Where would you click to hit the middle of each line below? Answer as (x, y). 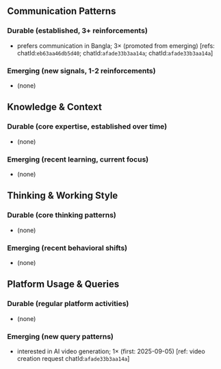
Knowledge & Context (55, 107)
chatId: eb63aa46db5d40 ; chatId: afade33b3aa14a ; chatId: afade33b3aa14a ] (115, 53)
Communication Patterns (62, 11)
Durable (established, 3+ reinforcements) (78, 31)
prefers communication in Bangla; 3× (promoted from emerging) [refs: (116, 46)
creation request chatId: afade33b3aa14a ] (73, 358)
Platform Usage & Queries (63, 284)
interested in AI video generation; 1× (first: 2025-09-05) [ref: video (111, 351)
